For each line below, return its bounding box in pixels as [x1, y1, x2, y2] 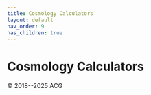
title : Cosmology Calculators [7, 10, 94, 17]
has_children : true [7, 29, 63, 36]
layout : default [7, 17, 54, 23]
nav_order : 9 [7, 23, 45, 30]
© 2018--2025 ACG [7, 82, 63, 90]
